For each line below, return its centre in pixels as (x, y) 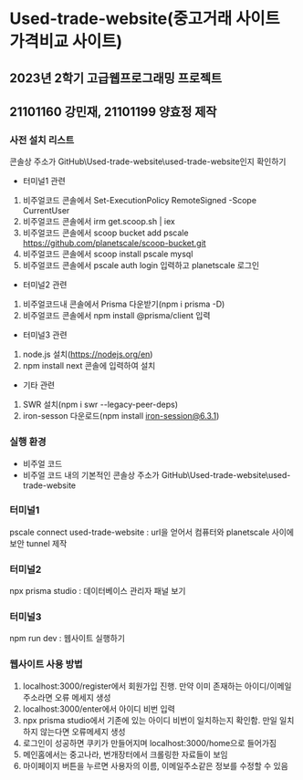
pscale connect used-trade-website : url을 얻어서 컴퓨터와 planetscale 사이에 (152, 532)
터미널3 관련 (45, 335)
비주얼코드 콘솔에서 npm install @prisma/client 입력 (116, 316)
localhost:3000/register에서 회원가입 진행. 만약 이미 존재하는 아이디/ (146, 686)
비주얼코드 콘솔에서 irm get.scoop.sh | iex (99, 222)
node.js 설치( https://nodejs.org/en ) (88, 354)
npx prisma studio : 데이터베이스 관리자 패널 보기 (98, 591)
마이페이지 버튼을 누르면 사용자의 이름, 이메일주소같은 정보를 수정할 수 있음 (156, 765)
